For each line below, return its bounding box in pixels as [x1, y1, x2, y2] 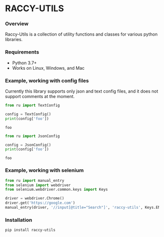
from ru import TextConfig [5, 103, 60, 108]
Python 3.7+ [12, 59, 37, 66]
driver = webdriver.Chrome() [5, 196, 64, 201]
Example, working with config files [5, 77, 89, 84]
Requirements [5, 49, 40, 56]
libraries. [5, 37, 23, 42]
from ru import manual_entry [5, 178, 64, 183]
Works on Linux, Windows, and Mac [12, 65, 84, 71]
